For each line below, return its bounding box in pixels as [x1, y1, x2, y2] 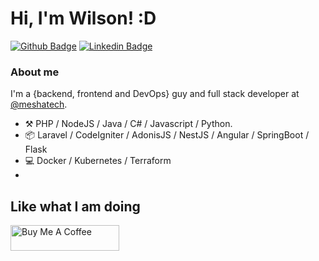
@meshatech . [10, 98, 68, 111]
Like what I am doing [10, 198, 141, 215]
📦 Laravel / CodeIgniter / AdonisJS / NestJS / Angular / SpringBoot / [24, 129, 310, 141]
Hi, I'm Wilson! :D [10, 7, 157, 30]
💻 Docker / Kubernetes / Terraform [24, 155, 172, 167]
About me [10, 65, 60, 79]
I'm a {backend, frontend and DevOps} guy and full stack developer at [10, 88, 300, 100]
